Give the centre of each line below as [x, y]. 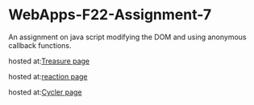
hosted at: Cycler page [45, 92]
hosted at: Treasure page [49, 61]
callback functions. [40, 45]
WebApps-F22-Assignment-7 [110, 15]
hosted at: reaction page [48, 76]
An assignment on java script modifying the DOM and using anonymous [127, 37]
